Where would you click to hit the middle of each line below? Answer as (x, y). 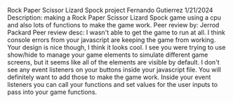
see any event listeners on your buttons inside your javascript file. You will (114, 70)
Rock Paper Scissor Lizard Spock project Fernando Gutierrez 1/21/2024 (110, 10)
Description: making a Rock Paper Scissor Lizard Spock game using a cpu (114, 18)
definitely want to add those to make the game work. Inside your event (109, 77)
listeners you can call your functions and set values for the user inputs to (113, 84)
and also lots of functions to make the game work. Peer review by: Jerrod (113, 25)
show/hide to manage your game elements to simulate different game (108, 55)
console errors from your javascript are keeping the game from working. (112, 40)
